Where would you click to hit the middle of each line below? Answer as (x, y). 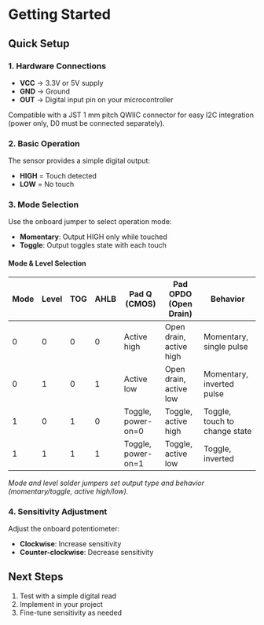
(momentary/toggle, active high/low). (68, 491)
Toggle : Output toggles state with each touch (93, 245)
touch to (218, 421)
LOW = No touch (47, 184)
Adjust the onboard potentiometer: (64, 528)
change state (227, 431)
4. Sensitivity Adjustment (58, 511)
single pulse (225, 346)
